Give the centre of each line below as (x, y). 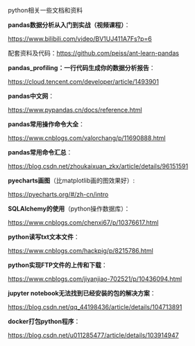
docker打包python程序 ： (44, 321)
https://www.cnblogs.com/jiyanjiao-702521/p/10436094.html (95, 279)
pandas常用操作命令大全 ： (46, 124)
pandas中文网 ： (31, 96)
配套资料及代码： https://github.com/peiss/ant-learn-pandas (94, 53)
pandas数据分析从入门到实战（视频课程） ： (69, 25)
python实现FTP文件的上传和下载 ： (58, 265)
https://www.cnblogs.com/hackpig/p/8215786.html (80, 251)
